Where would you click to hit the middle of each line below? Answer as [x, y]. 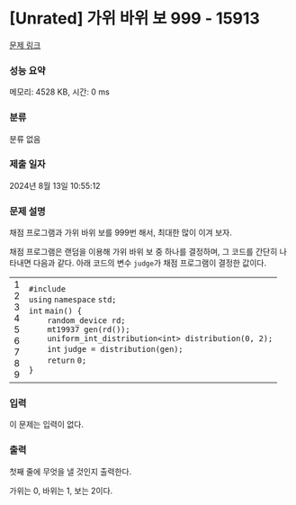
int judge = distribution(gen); [115, 349]
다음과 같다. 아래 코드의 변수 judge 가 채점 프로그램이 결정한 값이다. [150, 263]
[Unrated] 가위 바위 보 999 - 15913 [135, 18]
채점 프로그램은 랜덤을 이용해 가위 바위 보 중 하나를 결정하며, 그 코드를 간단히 [144, 252]
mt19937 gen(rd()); [89, 330]
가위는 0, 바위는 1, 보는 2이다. [61, 491]
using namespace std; [72, 300]
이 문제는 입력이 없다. [46, 425]
